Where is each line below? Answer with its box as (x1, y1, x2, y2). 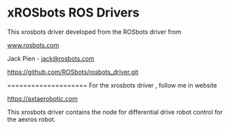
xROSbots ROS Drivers (7, 5, 140, 21)
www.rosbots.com (7, 41, 59, 49)
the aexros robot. (7, 115, 57, 123)
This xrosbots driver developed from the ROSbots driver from (7, 28, 182, 36)
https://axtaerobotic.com (7, 95, 78, 103)
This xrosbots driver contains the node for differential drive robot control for (7, 108, 223, 116)
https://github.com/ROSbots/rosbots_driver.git (7, 68, 139, 76)
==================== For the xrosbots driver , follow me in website (7, 81, 218, 89)
